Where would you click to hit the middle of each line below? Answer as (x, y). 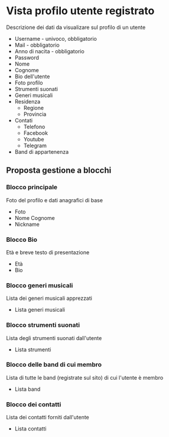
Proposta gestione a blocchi (59, 171)
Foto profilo (29, 82)
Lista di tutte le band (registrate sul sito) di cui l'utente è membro (85, 377)
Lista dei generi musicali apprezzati (49, 298)
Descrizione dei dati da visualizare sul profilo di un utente (76, 27)
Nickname (27, 224)
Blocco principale (32, 187)
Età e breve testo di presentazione (48, 252)
